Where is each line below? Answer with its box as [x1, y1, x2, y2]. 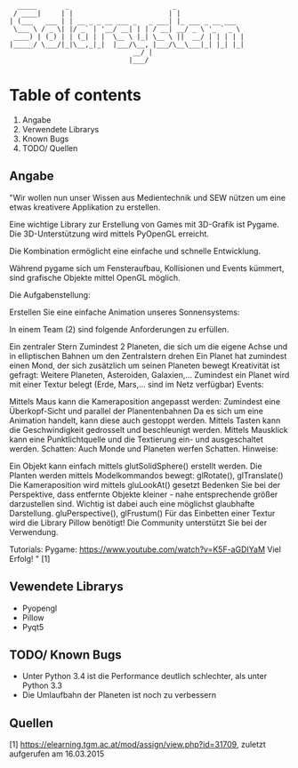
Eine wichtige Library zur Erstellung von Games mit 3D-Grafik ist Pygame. [9, 219, 280, 229]
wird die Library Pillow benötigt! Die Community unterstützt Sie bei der [9, 517, 268, 528]
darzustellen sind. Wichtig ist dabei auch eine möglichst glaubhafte [9, 498, 255, 508]
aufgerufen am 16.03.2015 [9, 748, 105, 759]
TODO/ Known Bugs [9, 647, 122, 662]
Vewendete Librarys [9, 580, 125, 595]
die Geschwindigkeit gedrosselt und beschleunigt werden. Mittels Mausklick [9, 424, 288, 435]
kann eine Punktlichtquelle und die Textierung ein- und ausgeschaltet [9, 434, 264, 444]
